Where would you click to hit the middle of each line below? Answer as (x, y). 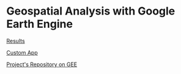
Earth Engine (40, 24)
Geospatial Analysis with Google (91, 11)
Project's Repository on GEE (42, 64)
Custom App (22, 52)
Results (16, 41)
